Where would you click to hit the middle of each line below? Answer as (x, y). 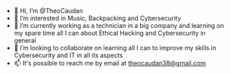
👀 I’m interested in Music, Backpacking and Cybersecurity (97, 18)
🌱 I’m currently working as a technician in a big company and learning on (119, 25)
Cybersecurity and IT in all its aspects (68, 55)
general (25, 40)
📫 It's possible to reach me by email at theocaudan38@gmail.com (110, 63)
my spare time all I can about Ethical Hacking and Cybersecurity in (110, 33)
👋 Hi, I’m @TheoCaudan (48, 11)
